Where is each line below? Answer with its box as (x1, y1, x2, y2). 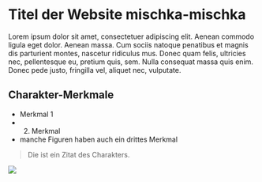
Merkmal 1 (19, 109, 54, 119)
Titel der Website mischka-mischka (8, 6, 246, 24)
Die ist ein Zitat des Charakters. (27, 150, 130, 159)
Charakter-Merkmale (8, 89, 114, 102)
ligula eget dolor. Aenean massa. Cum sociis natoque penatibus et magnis (8, 40, 249, 49)
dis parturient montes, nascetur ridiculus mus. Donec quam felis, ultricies (8, 48, 246, 58)
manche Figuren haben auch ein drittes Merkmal (19, 135, 178, 144)
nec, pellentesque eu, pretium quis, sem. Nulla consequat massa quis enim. (8, 57, 254, 66)
